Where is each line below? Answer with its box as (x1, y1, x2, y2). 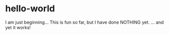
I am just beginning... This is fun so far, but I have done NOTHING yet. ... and (5, 19, 164, 25)
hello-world (5, 3, 55, 14)
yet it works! (5, 24, 31, 30)
